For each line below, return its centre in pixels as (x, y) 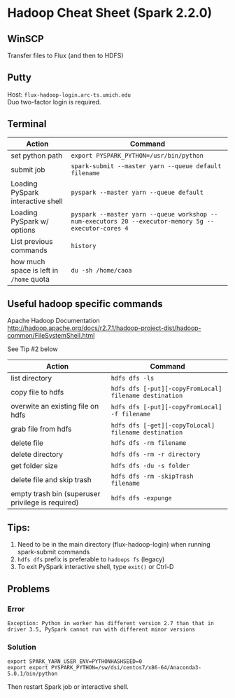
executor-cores (96, 228)
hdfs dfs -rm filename (149, 443)
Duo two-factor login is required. (54, 102)
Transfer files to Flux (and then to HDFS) (65, 55)
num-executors (94, 221)
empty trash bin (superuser (56, 494)
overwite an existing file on (55, 406)
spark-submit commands (54, 552)
